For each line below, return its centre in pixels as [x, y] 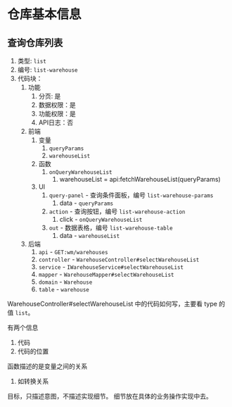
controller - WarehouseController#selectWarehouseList [119, 259]
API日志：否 [56, 123]
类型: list [32, 61]
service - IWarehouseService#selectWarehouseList [111, 267]
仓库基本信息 [45, 14]
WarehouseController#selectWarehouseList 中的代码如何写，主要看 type [112, 304]
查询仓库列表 [35, 43]
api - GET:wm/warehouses [73, 252]
